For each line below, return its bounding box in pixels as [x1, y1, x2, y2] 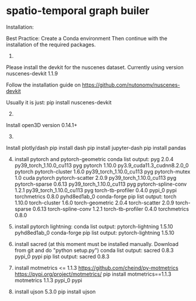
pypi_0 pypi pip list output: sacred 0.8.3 [14, 253, 110, 260]
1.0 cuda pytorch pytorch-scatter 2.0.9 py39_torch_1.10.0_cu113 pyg [14, 174, 177, 181]
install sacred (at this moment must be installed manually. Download [14, 240, 179, 247]
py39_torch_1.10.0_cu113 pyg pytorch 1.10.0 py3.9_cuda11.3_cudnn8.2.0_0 [14, 162, 189, 169]
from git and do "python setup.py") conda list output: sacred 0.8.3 [14, 247, 174, 254]
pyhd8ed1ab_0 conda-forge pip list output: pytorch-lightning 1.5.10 [14, 229, 174, 236]
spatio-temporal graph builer [6, 4, 150, 18]
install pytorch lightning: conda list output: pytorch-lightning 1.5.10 [14, 223, 174, 230]
